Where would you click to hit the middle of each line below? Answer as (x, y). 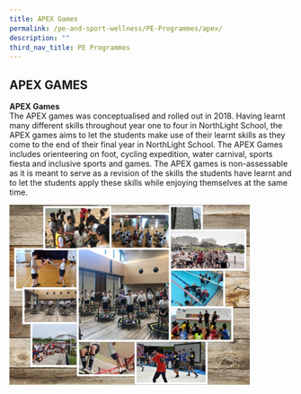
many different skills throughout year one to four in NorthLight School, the (146, 126)
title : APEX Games (44, 19)
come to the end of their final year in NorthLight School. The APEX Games (146, 144)
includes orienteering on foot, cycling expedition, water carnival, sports (141, 154)
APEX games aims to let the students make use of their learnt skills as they (147, 136)
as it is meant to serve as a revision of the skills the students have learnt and (150, 173)
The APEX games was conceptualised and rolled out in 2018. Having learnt (147, 116)
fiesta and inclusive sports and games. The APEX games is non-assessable (149, 164)
